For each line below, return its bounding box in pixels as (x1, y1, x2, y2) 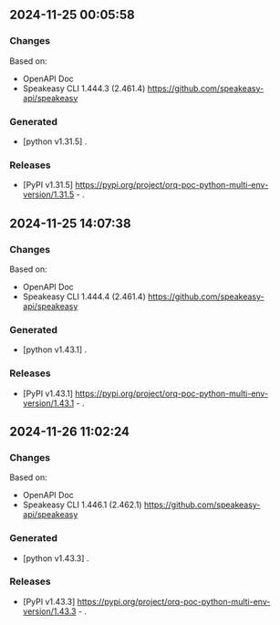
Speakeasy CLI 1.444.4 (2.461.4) (22, 291, 146, 302)
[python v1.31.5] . (22, 136, 88, 147)
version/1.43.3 (22, 606, 77, 617)
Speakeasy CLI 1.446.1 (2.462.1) (22, 499, 143, 510)
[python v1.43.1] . (22, 344, 88, 355)
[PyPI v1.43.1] (22, 388, 74, 399)
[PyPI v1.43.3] (22, 596, 76, 607)
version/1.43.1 (22, 397, 75, 409)
